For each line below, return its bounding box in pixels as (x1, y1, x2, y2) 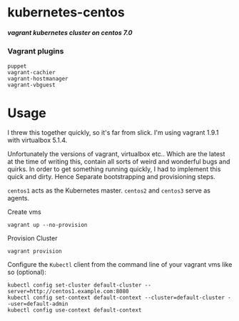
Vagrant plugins (7, 46, 64, 56)
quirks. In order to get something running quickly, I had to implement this (7, 165, 221, 173)
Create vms (7, 208, 41, 216)
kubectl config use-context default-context (7, 307, 142, 314)
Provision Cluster (7, 234, 58, 243)
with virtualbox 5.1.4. (7, 136, 68, 145)
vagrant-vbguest (7, 81, 56, 88)
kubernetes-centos (7, 4, 125, 21)
